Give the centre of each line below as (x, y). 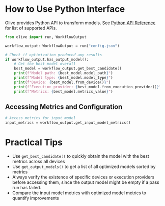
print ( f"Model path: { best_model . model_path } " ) (63, 73)
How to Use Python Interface (65, 9)
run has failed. (27, 188)
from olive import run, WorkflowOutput (46, 37)
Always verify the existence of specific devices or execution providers (83, 177)
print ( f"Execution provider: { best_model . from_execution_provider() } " (88, 87)
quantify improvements (36, 198)
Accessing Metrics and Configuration (64, 107)
